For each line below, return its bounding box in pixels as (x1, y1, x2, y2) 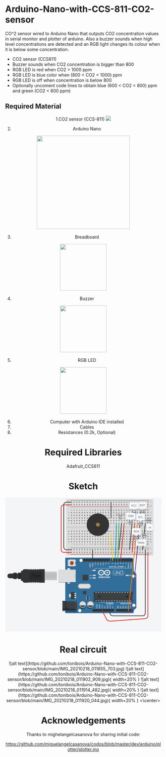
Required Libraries (44, 446, 122, 458)
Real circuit (59, 644, 107, 655)
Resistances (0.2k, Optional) (58, 429, 116, 435)
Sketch (68, 480, 98, 492)
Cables (80, 424, 94, 430)
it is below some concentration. (5, 46, 69, 52)
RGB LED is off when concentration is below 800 (12, 77, 112, 83)
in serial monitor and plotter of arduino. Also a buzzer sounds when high (5, 36, 153, 42)
